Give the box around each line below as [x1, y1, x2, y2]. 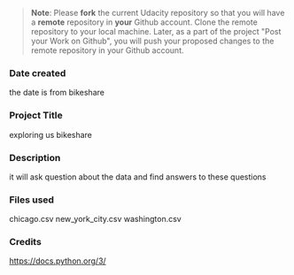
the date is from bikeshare [9, 88, 104, 98]
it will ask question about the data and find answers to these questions [9, 172, 267, 182]
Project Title [9, 110, 64, 122]
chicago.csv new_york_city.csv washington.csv [9, 214, 182, 225]
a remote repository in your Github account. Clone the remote [30, 17, 259, 27]
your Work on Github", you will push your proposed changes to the [30, 35, 275, 46]
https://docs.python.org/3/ [9, 256, 106, 266]
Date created [9, 66, 66, 79]
